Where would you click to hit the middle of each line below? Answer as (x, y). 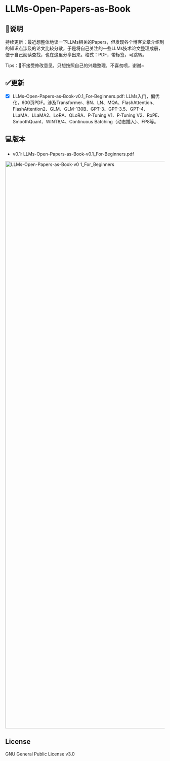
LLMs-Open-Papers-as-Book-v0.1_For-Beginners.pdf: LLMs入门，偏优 (86, 96)
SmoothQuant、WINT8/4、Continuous (53, 121)
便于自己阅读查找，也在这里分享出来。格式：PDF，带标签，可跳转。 (76, 55)
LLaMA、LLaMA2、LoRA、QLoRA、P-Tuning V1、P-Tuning (74, 115)
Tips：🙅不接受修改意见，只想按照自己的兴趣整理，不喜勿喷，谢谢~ (75, 65)
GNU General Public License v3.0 (40, 754)
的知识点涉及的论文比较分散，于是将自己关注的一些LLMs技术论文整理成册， (84, 48)
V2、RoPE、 (150, 115)
